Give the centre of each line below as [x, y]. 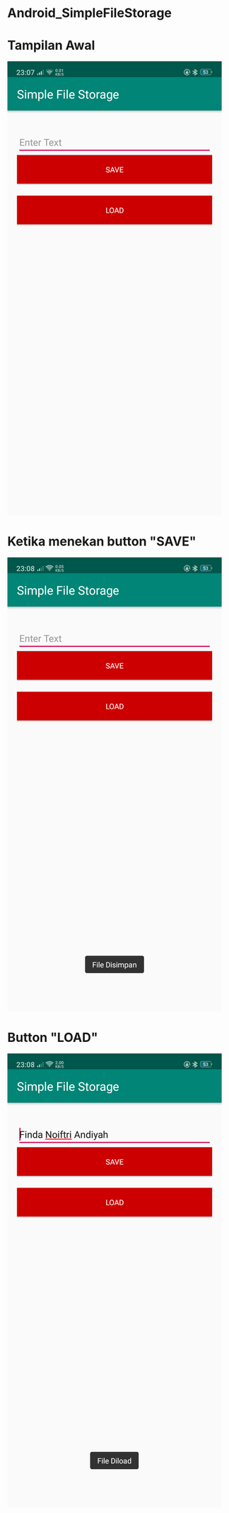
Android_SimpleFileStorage [89, 13]
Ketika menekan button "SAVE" [102, 542]
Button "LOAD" [53, 1038]
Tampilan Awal [51, 46]
